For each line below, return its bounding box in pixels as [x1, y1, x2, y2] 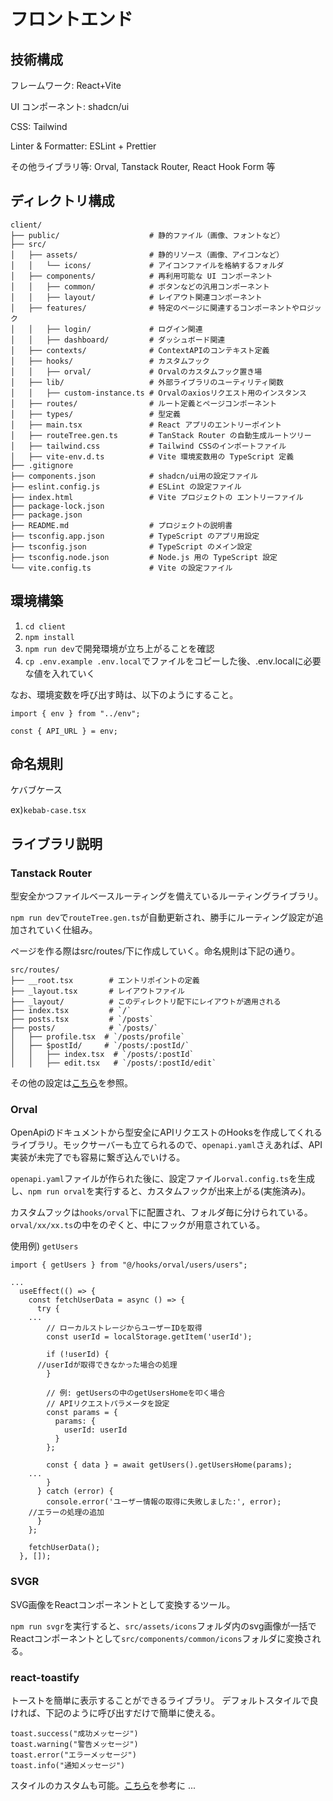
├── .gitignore [10, 460, 74, 470]
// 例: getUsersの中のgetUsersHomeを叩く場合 [46, 1388, 226, 1399]
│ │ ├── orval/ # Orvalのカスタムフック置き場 [10, 366, 263, 377]
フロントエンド [10, 8, 134, 31]
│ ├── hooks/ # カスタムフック [10, 356, 210, 366]
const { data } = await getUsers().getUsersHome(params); [46, 1460, 293, 1470]
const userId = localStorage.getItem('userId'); [46, 1332, 253, 1342]
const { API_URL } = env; [10, 726, 118, 736]
